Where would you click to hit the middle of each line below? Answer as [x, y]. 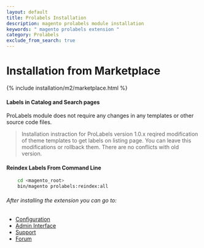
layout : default [27, 12]
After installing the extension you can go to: [61, 200]
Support [25, 232]
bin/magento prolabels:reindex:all [63, 187]
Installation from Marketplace [84, 71]
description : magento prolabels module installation [75, 23]
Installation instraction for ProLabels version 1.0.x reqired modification [110, 134]
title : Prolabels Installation [46, 18]
